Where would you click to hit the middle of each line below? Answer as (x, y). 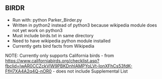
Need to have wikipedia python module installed (61, 41)
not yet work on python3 (37, 30)
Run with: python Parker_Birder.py (47, 20)
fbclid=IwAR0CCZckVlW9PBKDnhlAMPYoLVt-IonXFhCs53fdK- (69, 66)
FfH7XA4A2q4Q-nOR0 (28, 71)
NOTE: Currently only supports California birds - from (60, 55)
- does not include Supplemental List (90, 71)
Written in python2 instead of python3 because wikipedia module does (84, 25)
